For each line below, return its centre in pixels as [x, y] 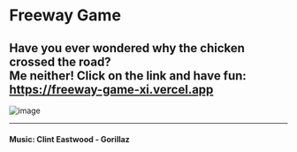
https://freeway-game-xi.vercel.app [111, 89]
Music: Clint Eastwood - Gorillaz [69, 139]
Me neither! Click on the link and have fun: [128, 76]
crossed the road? [61, 61]
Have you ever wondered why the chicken [127, 48]
